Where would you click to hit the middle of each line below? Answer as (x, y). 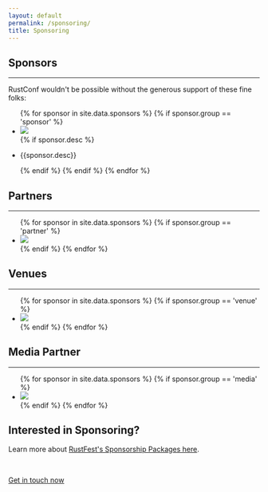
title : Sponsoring (39, 30)
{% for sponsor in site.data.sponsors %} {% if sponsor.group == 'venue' (138, 301)
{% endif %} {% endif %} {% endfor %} (85, 171)
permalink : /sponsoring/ (49, 23)
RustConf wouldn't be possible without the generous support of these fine (130, 89)
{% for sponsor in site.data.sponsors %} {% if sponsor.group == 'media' (138, 379)
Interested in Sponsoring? (74, 430)
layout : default (35, 16)
